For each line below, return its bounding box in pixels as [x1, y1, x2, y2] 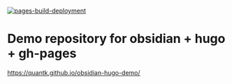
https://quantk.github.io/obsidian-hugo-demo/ [7, 68, 141, 76]
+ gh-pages [7, 46, 77, 62]
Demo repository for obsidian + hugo [7, 31, 226, 47]
